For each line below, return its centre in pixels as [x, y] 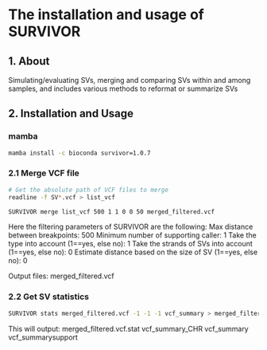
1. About [29, 61]
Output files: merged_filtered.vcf [61, 276]
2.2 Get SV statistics [49, 297]
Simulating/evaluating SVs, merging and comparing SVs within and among [130, 80]
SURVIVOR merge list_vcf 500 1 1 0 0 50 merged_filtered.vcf [112, 212]
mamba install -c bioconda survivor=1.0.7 [79, 153]
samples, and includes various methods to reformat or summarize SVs [123, 88]
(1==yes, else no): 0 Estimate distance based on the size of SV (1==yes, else [133, 252]
